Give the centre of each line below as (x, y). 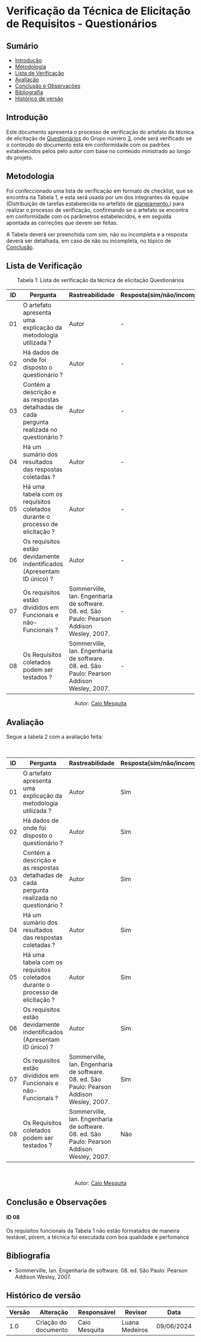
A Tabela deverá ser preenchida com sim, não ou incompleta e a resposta (97, 234)
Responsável (97, 1313)
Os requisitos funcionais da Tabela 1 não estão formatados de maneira (93, 1230)
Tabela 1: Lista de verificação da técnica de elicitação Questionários (100, 280)
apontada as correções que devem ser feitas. (62, 223)
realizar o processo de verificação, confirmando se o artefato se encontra (97, 210)
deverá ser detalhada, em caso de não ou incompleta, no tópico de (89, 241)
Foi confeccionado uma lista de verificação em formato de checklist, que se (100, 191)
